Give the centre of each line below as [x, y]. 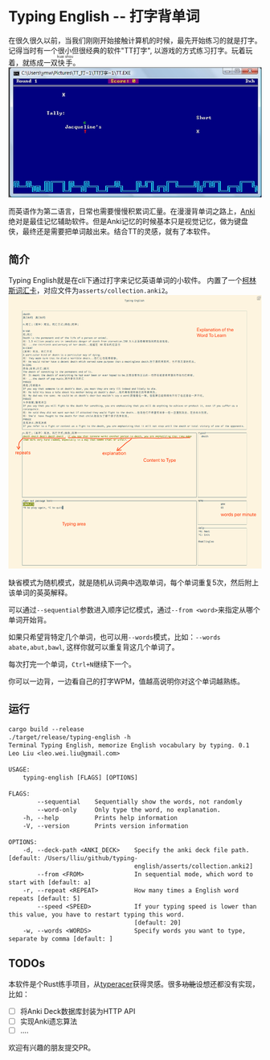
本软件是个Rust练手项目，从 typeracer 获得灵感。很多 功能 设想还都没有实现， [134, 983]
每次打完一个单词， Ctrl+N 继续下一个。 [72, 664]
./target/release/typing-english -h [70, 737]
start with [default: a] [50, 882]
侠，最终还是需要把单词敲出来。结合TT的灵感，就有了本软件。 [112, 231]
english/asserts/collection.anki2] [193, 866]
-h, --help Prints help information [100, 818]
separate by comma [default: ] [61, 939]
